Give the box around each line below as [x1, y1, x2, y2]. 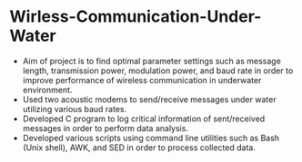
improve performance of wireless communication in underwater [22, 74, 262, 85]
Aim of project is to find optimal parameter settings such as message [22, 55, 282, 66]
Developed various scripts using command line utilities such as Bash [22, 132, 280, 143]
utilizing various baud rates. [22, 103, 127, 114]
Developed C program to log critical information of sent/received [22, 113, 266, 124]
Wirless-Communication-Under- [9, 6, 262, 27]
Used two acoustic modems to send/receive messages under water [22, 93, 277, 105]
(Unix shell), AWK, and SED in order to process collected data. [22, 142, 257, 153]
